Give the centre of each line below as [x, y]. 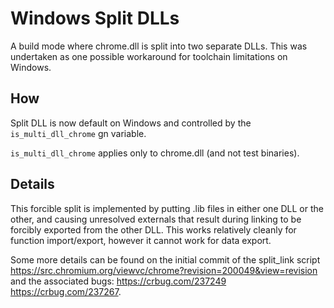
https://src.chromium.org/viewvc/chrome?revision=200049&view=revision [164, 270]
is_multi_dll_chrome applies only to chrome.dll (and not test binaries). [155, 153]
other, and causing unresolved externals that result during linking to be [156, 219]
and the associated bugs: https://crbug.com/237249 [118, 281]
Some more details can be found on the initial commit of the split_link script [165, 259]
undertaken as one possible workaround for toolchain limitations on [149, 56]
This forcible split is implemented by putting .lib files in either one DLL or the [167, 208]
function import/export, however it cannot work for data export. [141, 240]
